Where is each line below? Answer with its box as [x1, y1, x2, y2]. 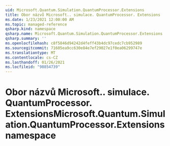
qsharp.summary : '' [5, 36, 47, 41]
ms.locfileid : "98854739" [5, 64, 60, 69]
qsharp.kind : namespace [5, 27, 56, 32]
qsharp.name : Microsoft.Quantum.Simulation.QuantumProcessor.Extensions [5, 31, 163, 36]
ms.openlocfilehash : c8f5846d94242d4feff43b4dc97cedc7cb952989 [5, 41, 143, 46]
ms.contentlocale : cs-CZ [5, 55, 58, 60]
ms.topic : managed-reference [5, 21, 67, 27]
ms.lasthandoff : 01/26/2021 [5, 60, 65, 65]
